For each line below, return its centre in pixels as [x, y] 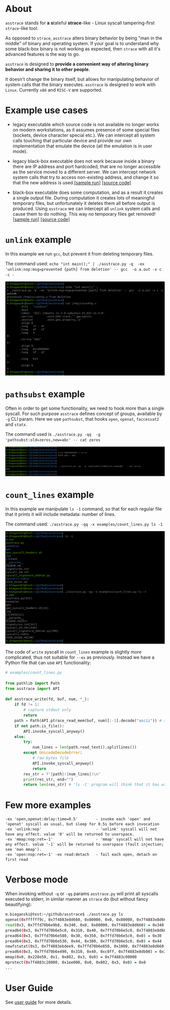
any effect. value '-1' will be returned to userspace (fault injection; [85, 844]
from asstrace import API [32, 689]
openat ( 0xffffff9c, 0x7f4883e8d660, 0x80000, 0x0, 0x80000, [70, 920]
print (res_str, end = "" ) [48, 779]
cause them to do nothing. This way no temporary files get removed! [84, 214]
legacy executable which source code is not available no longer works [86, 124]
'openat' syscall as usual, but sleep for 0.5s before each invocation [82, 824]
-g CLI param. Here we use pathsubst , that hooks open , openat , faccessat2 [82, 419]
